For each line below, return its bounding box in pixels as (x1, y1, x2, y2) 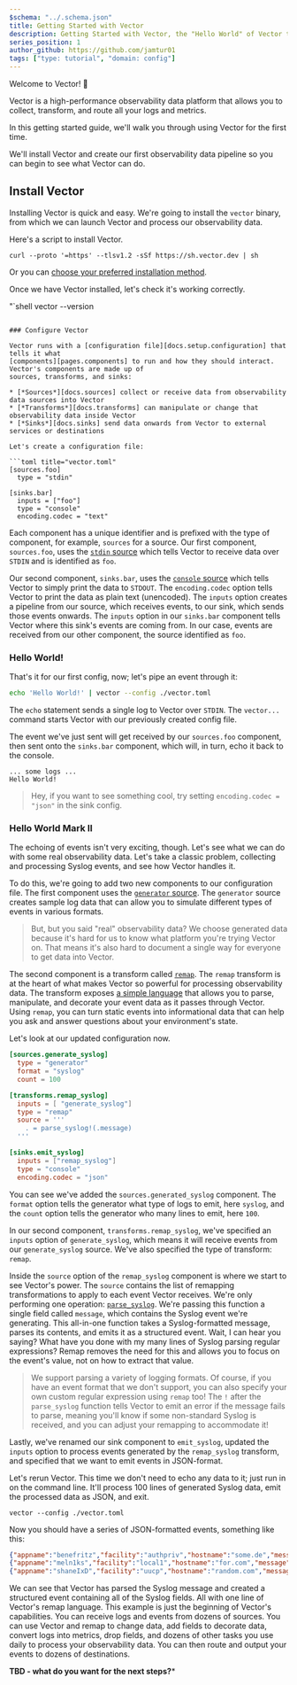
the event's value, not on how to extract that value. (9, 1355, 194, 1365)
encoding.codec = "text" (17, 511, 109, 521)
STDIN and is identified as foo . (9, 555, 117, 566)
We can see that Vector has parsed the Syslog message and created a (9, 1583, 265, 1594)
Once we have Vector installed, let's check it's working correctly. (9, 283, 246, 294)
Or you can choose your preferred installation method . (9, 267, 208, 277)
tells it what (9, 349, 62, 358)
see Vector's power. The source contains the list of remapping (9, 1279, 235, 1290)
